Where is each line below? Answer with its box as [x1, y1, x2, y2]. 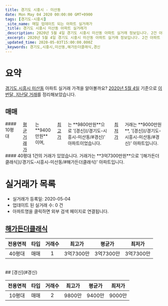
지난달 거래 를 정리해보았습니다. [15, 91, 76, 97]
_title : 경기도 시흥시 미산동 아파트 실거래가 [5, 26, 87, 31]
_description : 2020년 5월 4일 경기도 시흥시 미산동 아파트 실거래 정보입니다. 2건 [5, 30, 157, 35]
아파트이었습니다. [67, 140, 101, 146]
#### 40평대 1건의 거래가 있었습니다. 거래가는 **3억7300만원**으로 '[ [5, 153, 143, 159]
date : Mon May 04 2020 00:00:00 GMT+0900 [5, 12, 93, 17]
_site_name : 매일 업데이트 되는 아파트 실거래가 [5, 21, 92, 26]
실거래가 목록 [5, 178, 56, 190]
